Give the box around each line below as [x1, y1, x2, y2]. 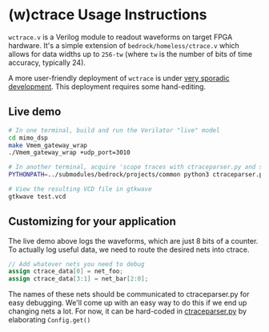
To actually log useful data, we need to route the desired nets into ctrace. [8, 245, 250, 254]
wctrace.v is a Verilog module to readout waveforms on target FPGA [8, 32, 233, 42]
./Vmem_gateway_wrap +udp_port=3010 [8, 148, 130, 157]
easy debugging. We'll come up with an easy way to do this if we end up [8, 298, 247, 308]
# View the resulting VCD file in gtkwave [8, 185, 152, 193]
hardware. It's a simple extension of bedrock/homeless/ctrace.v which [8, 40, 240, 50]
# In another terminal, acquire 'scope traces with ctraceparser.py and [8, 163, 256, 172]
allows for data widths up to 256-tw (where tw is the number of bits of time [8, 49, 253, 59]
